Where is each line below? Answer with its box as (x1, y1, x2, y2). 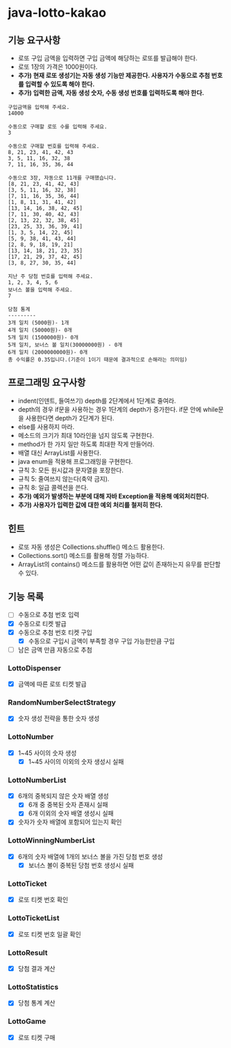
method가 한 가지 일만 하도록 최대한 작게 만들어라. (17, 439, 155, 448)
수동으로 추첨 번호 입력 (17, 611, 80, 619)
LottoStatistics (8, 982, 59, 992)
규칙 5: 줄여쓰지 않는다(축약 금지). (17, 474, 110, 483)
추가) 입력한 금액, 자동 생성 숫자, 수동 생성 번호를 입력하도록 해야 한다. (17, 89, 205, 96)
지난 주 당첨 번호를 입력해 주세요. (8, 273, 94, 280)
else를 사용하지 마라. (17, 422, 75, 431)
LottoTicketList (8, 913, 60, 923)
